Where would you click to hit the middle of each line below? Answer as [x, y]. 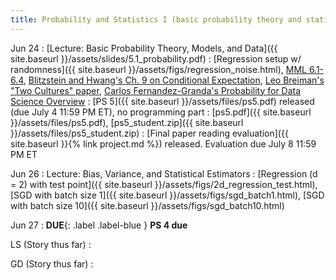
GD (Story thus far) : [52, 263]
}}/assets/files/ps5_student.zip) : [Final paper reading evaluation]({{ [149, 133]
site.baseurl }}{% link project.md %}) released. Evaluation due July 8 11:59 [163, 143]
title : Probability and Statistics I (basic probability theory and [156, 19]
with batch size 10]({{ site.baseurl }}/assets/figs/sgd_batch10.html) [147, 205]
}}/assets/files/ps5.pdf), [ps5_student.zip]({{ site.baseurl [127, 122]
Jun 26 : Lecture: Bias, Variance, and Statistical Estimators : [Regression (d [164, 173]
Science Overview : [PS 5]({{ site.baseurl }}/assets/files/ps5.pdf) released [162, 101]
